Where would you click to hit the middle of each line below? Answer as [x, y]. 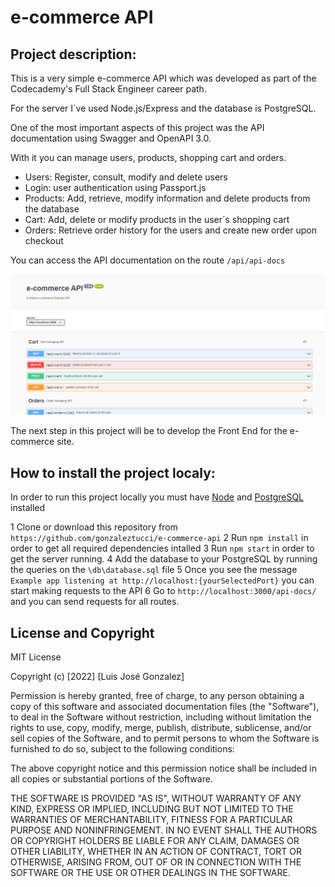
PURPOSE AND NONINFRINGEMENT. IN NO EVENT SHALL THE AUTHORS [164, 830]
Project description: [73, 54]
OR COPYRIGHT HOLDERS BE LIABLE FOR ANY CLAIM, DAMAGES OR [155, 841]
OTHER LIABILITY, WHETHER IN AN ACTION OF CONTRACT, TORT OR [156, 852]
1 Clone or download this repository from [94, 527]
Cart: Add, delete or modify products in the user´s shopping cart [157, 219]
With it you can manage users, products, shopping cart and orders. [148, 157]
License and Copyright [82, 632]
